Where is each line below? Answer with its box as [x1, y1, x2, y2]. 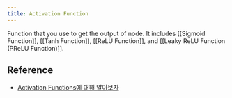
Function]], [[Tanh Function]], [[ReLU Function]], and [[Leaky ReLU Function [7, 36, 226, 45]
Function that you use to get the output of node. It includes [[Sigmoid [7, 29, 206, 38]
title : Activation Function [7, 10, 89, 17]
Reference [7, 64, 54, 76]
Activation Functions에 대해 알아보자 [17, 83, 120, 92]
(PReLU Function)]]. [7, 44, 64, 52]
